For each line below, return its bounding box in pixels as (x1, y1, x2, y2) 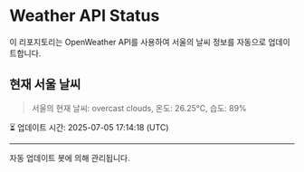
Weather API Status (9, 5, 160, 26)
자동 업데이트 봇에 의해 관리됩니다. (9, 152, 130, 163)
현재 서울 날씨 (9, 77, 81, 92)
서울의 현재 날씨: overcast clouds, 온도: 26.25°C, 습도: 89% (31, 102, 247, 113)
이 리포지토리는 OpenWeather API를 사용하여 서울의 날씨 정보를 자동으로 (9, 36, 267, 47)
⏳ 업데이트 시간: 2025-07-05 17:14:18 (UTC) (9, 121, 169, 132)
